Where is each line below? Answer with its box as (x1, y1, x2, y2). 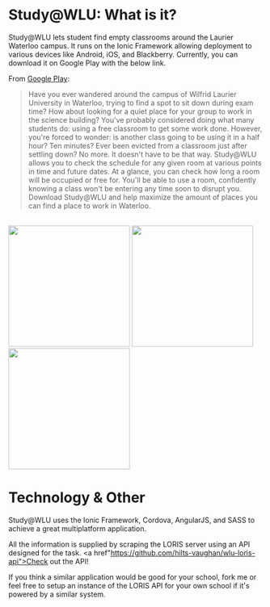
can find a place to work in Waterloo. (27, 200, 151, 211)
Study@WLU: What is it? (8, 6, 177, 24)
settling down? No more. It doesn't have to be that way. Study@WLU (27, 149, 257, 159)
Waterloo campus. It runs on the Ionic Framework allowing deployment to (8, 40, 252, 50)
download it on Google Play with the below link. (8, 58, 167, 68)
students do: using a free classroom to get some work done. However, (27, 123, 263, 133)
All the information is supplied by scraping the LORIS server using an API (8, 539, 251, 549)
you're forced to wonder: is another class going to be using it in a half (27, 132, 260, 142)
